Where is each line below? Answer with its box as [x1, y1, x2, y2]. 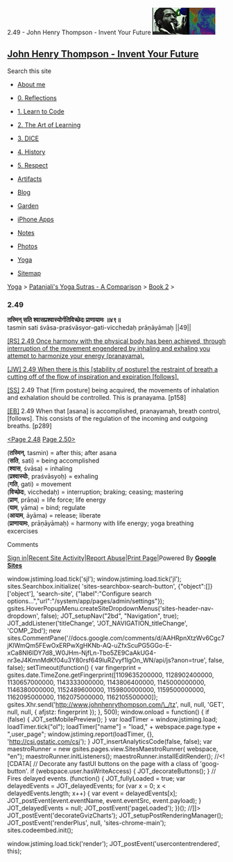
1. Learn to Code [17, 107, 64, 115]
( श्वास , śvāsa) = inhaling [7, 464, 73, 473]
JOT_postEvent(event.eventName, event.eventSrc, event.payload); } [7, 797, 202, 805]
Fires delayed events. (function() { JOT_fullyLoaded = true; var [7, 774, 186, 783]
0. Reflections [17, 93, 57, 102]
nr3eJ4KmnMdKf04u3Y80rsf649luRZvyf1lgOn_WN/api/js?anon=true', [7, 656, 207, 664]
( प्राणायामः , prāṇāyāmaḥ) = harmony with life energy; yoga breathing [7, 519, 194, 527]
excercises [7, 527, 38, 536]
